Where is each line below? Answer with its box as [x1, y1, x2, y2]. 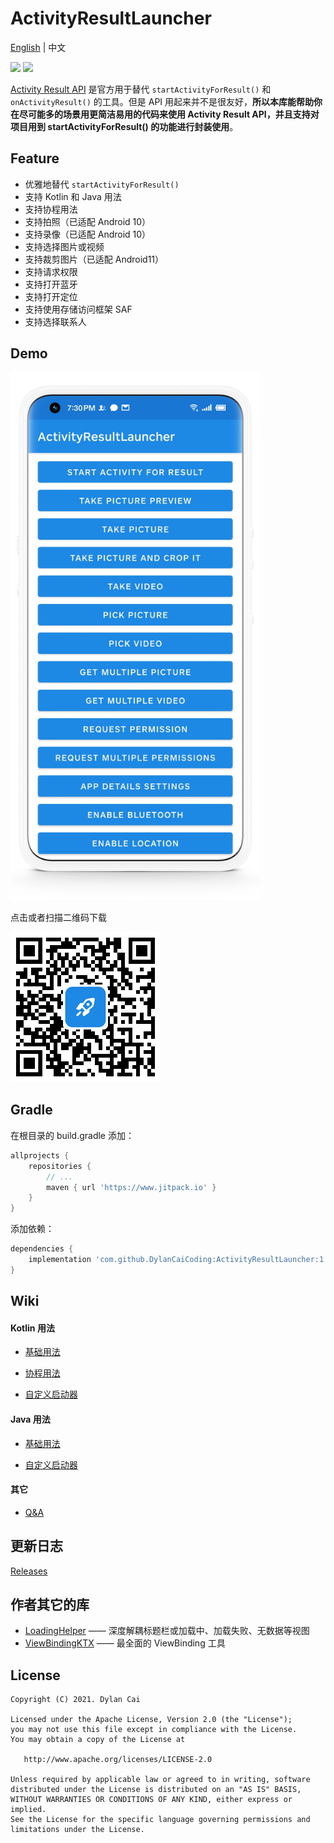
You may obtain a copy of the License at [10, 1735, 186, 1745]
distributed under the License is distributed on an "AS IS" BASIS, [10, 1785, 302, 1795]
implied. [10, 1805, 47, 1815]
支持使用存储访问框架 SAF [24, 303, 133, 315]
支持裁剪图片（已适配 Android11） [24, 253, 165, 265]
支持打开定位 [24, 290, 78, 302]
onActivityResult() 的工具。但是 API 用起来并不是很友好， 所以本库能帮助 [10, 95, 315, 107]
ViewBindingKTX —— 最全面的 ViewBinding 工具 [24, 1637, 226, 1649]
